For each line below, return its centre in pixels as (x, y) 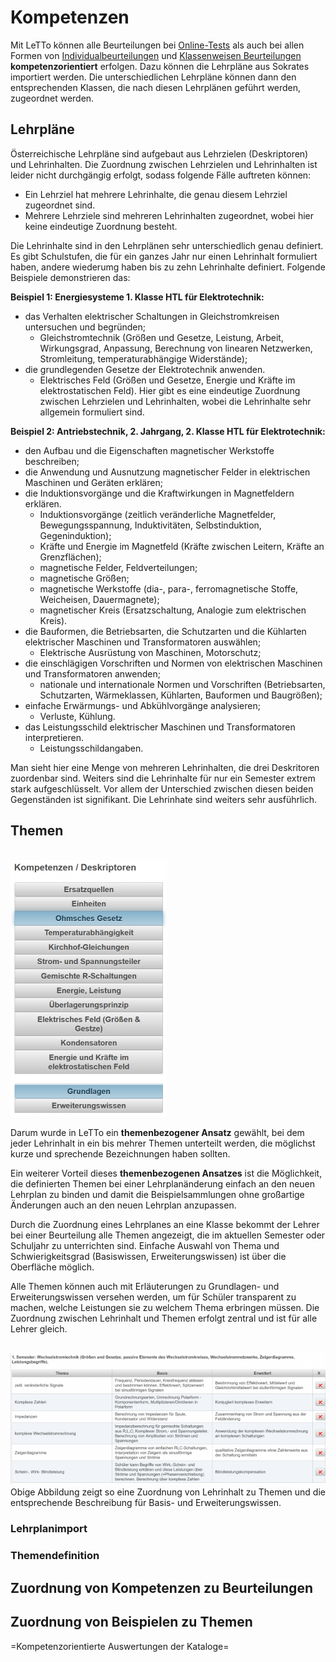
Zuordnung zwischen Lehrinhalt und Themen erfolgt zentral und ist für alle (164, 1318)
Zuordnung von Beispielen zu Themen (131, 1622)
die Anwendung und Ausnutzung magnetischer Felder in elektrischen (167, 472)
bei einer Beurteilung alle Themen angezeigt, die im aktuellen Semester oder (168, 1235)
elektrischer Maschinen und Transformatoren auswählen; (143, 642)
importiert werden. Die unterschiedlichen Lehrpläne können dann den (153, 77)
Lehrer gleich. (39, 1328)
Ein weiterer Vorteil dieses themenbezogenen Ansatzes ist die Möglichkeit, (166, 1173)
